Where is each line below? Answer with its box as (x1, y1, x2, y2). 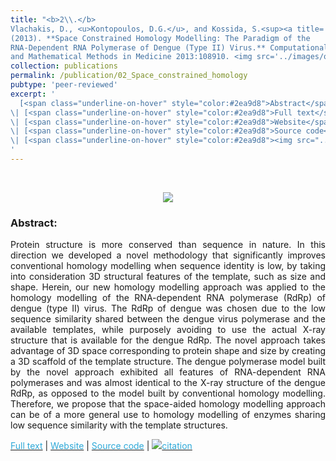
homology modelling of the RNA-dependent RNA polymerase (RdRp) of (10, 292, 326, 304)
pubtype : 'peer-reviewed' (10, 80, 118, 90)
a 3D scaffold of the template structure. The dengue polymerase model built (10, 356, 326, 368)
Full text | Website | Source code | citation (10, 440, 193, 452)
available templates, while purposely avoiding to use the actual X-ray (10, 324, 326, 336)
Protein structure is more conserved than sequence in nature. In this (10, 239, 326, 251)
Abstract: (10, 216, 58, 230)
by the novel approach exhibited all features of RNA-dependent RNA (10, 366, 326, 378)
